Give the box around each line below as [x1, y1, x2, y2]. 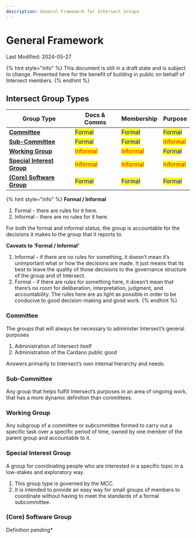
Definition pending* [6, 526, 53, 533]
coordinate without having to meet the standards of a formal [14, 492, 159, 499]
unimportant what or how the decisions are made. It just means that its [14, 260, 184, 267]
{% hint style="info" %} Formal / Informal [6, 196, 107, 203]
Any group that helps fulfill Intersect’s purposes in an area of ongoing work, [6, 388, 188, 395]
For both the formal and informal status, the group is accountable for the [6, 224, 180, 232]
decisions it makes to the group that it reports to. [6, 231, 123, 238]
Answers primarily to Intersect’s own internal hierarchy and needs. [6, 360, 165, 367]
